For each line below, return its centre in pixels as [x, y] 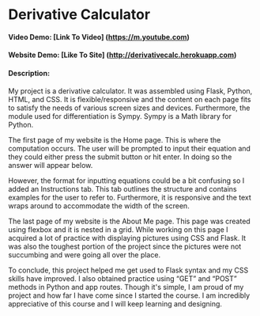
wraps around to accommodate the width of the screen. [99, 206]
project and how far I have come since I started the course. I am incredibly [129, 295]
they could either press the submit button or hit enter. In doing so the [120, 157]
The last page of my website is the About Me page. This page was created [129, 221]
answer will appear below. [51, 165]
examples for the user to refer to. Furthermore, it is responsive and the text [130, 197]
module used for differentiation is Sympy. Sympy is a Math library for [120, 116]
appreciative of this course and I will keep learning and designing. [115, 303]
